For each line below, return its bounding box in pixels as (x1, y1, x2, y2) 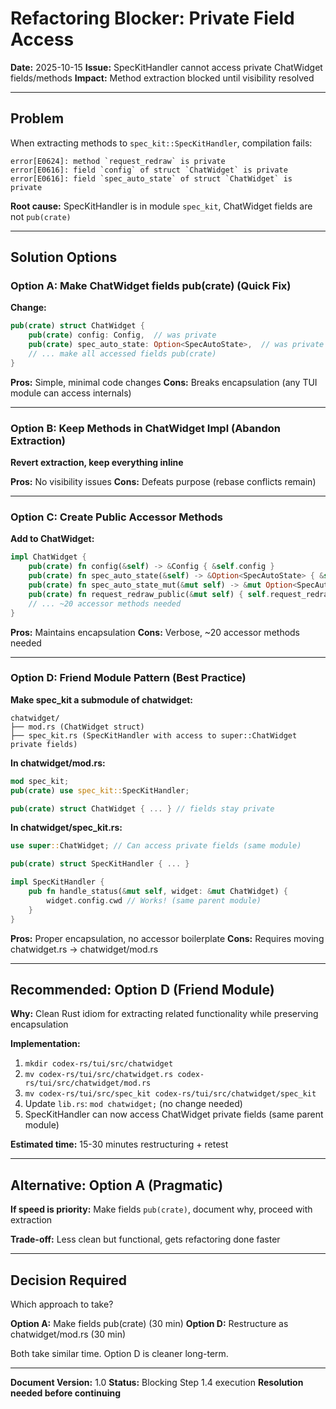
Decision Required (10, 1272, 127, 1289)
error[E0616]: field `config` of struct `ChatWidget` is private (10, 165, 288, 175)
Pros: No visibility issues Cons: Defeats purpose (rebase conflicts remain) (10, 476, 317, 488)
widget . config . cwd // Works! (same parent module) (46, 895, 262, 906)
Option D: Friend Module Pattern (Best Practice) (10, 671, 247, 685)
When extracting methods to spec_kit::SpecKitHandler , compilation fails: (10, 137, 313, 149)
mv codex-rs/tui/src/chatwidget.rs (24, 1070, 174, 1080)
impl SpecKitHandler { (10, 877, 105, 887)
